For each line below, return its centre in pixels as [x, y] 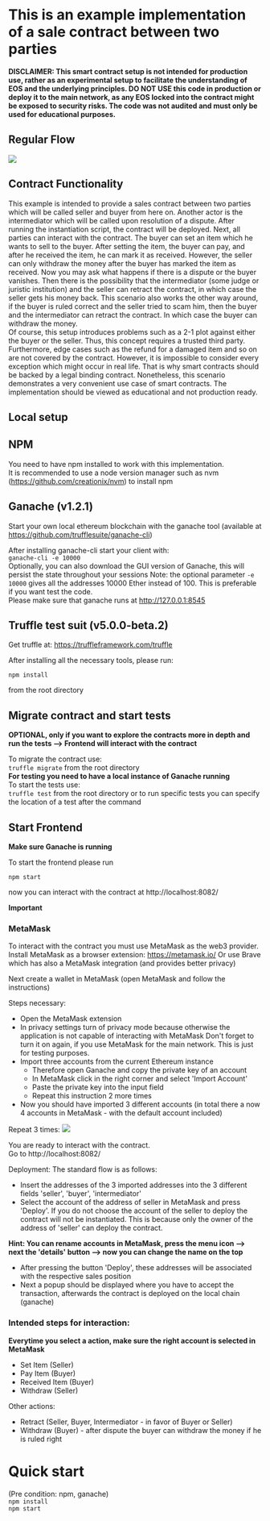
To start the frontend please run [61, 863]
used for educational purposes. [62, 114]
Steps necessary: [37, 1003]
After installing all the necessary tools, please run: [91, 660]
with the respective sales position [75, 1277]
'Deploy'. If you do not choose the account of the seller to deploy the [133, 1211]
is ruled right [41, 1439]
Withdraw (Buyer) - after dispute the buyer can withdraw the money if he [141, 1430]
